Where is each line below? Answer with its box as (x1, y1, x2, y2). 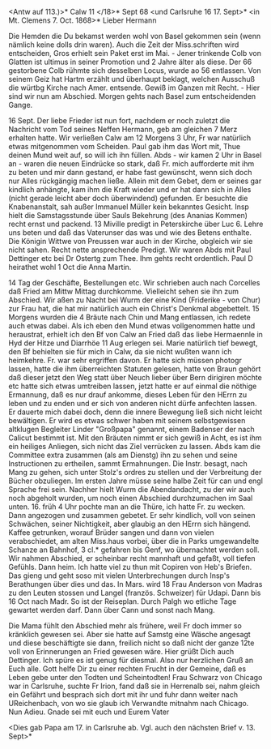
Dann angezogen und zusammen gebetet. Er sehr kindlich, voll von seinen (8, 511, 256, 520)
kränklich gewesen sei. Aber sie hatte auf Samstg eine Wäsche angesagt (8, 630, 251, 639)
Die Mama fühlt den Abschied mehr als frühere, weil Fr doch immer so (8, 621, 243, 631)
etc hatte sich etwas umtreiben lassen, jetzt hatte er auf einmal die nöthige (8, 381, 257, 391)
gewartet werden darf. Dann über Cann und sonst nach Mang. (8, 606, 216, 614)
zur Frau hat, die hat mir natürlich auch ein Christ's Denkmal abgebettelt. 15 (8, 304, 260, 313)
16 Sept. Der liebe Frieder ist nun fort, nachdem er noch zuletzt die (8, 116, 231, 125)
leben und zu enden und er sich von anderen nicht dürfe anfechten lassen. (8, 399, 257, 408)
